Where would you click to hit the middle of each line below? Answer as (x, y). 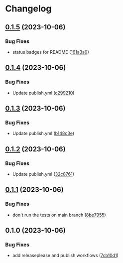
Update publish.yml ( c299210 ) (43, 93)
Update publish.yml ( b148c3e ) (43, 133)
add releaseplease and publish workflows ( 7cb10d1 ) (65, 256)
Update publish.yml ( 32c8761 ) (43, 174)
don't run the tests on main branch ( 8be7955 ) (59, 215)
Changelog (28, 9)
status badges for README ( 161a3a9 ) (51, 52)
